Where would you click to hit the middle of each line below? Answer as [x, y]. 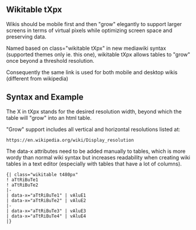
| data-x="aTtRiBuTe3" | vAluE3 [46, 211]
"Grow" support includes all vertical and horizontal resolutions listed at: [93, 129]
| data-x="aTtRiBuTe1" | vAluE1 [46, 195]
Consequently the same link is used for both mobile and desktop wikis [92, 72]
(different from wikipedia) [37, 78]
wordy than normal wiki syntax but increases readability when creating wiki [98, 157]
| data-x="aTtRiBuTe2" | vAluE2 [46, 200]
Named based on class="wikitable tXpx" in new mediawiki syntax [86, 48]
